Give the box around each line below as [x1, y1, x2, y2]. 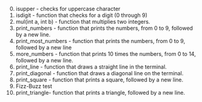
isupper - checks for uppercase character [15, 5, 121, 12]
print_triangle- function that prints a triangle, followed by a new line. [15, 89, 186, 96]
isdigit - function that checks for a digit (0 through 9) [15, 12, 148, 19]
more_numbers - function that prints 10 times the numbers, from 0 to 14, [15, 50, 196, 57]
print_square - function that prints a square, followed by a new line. [15, 76, 184, 83]
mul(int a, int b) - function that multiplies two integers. [15, 18, 150, 25]
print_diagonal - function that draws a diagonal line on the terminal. [15, 70, 184, 76]
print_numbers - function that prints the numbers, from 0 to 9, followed [15, 24, 194, 32]
